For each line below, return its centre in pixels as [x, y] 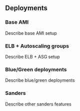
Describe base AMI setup [31, 33]
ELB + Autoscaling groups [37, 46]
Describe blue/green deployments [40, 80]
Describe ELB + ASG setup [33, 56]
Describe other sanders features [38, 104]
